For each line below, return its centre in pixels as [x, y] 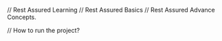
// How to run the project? [44, 30]
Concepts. [22, 17]
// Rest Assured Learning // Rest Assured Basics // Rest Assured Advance [111, 10]
